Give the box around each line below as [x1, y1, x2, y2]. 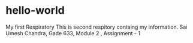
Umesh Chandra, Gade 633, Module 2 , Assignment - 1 [5, 29, 141, 36]
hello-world [5, 4, 65, 17]
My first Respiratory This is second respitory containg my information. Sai [5, 23, 188, 30]
